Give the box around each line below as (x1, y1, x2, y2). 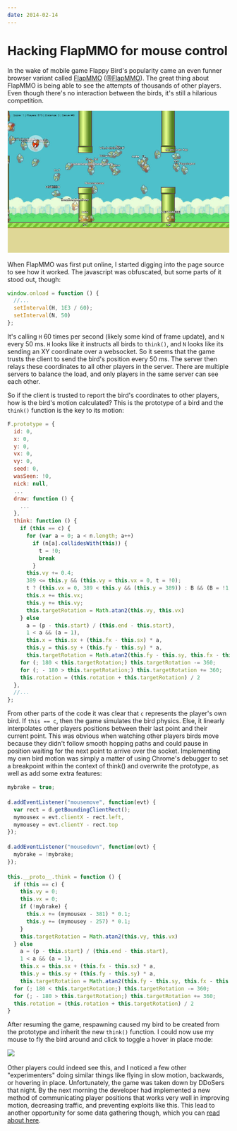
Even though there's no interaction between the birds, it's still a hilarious (7, 88, 217, 97)
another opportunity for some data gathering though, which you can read (7, 1108, 220, 1117)
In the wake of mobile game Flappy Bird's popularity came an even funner (7, 66, 222, 74)
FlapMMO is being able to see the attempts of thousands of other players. (7, 81, 222, 90)
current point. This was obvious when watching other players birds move (7, 732, 219, 740)
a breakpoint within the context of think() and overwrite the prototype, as (7, 762, 219, 770)
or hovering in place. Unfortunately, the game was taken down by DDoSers (7, 1079, 225, 1087)
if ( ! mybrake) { (20, 903, 68, 910)
